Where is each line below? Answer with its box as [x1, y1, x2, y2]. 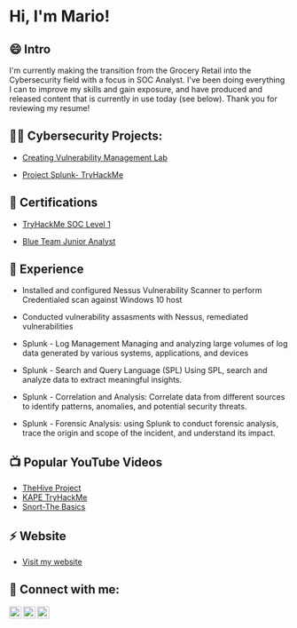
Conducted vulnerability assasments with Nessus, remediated [21, 312, 248, 322]
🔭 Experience [9, 262, 84, 277]
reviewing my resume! [9, 103, 90, 113]
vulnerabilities [21, 322, 74, 332]
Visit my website [21, 557, 82, 568]
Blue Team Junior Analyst [21, 235, 116, 246]
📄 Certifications [9, 195, 98, 211]
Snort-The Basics [21, 502, 86, 513]
